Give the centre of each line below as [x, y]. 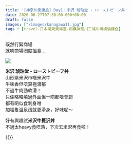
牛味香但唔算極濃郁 [26, 84]
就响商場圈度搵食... [25, 51]
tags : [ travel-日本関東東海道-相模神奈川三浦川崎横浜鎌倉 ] [63, 29]
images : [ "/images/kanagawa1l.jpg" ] [44, 24]
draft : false [19, 19]
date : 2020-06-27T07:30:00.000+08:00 [46, 15]
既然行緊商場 [19, 45]
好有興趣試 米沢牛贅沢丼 [30, 120]
